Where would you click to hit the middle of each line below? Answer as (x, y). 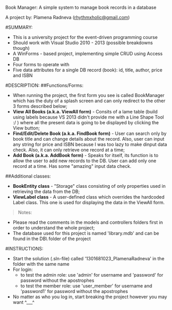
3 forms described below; (40, 106)
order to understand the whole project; (54, 228)
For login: (23, 269)
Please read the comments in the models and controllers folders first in (88, 222)
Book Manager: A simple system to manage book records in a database (81, 7)
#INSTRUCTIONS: (24, 249)
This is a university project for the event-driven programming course (85, 37)
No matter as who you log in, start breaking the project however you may (90, 297)
